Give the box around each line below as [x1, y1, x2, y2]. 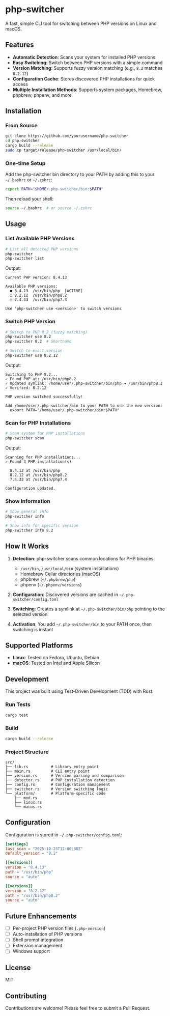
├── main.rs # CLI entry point [5, 769, 90, 774]
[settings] [5, 841, 29, 846]
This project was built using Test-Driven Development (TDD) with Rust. [5, 688, 154, 694]
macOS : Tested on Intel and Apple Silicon [12, 660, 100, 666]
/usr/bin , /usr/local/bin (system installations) [20, 565, 119, 571]
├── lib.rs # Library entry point [5, 764, 99, 769]
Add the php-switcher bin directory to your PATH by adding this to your [5, 172, 155, 178]
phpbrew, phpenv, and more [12, 92, 72, 98]
